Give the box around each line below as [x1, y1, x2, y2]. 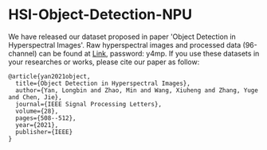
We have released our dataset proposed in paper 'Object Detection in [8, 32, 237, 41]
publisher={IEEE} [15, 128, 73, 136]
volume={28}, [15, 107, 59, 115]
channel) [8, 48, 37, 58]
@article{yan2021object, [8, 72, 91, 80]
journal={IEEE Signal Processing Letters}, [15, 100, 162, 108]
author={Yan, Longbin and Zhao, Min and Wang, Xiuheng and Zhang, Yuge [15, 86, 259, 94]
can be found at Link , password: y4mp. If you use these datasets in [38, 48, 260, 58]
